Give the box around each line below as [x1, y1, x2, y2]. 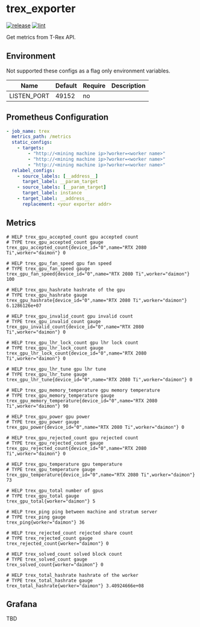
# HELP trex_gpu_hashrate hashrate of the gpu [6, 286, 125, 293]
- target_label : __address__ [17, 196, 90, 202]
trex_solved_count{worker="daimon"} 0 [6, 561, 104, 568]
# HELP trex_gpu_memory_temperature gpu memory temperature [6, 387, 161, 393]
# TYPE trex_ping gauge [6, 514, 66, 520]
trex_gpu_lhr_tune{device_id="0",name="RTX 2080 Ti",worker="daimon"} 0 [6, 376, 193, 382]
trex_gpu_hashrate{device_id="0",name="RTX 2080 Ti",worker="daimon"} [6, 297, 187, 303]
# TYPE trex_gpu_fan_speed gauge [6, 265, 90, 272]
